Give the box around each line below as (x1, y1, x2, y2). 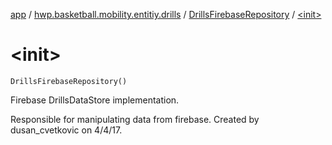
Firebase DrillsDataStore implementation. (10, 94, 180, 106)
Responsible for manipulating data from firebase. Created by (10, 113, 260, 125)
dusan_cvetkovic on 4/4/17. (10, 124, 123, 136)
